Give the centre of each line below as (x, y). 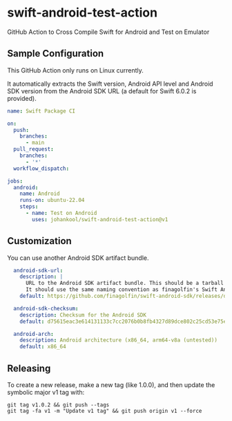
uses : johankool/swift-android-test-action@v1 (100, 219)
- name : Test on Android (61, 213)
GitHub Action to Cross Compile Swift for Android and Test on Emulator (108, 32)
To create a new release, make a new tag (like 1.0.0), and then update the (111, 385)
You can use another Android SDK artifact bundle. (78, 258)
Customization (40, 241)
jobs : (15, 181)
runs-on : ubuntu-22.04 (52, 200)
